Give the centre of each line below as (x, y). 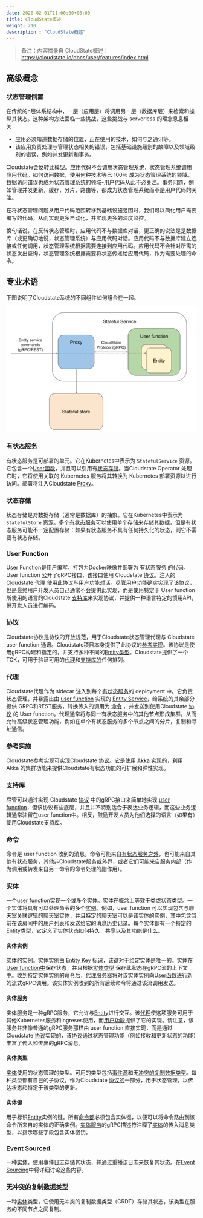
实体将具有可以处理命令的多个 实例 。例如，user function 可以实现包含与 (100, 908)
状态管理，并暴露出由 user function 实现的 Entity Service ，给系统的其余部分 (101, 699)
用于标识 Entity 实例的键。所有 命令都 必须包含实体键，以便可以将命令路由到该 (101, 1117)
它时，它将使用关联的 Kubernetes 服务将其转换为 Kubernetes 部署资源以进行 (101, 476)
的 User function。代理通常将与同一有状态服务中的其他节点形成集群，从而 (105, 714)
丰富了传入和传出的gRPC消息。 (45, 1043)
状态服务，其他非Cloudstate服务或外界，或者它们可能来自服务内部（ (102, 861)
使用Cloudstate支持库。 (36, 822)
